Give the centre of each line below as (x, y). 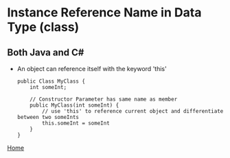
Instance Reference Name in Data (104, 13)
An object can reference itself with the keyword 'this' (92, 69)
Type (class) (43, 27)
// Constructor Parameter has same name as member (104, 99)
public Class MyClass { (51, 81)
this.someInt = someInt (76, 123)
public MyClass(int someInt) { (74, 105)
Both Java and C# (46, 52)
